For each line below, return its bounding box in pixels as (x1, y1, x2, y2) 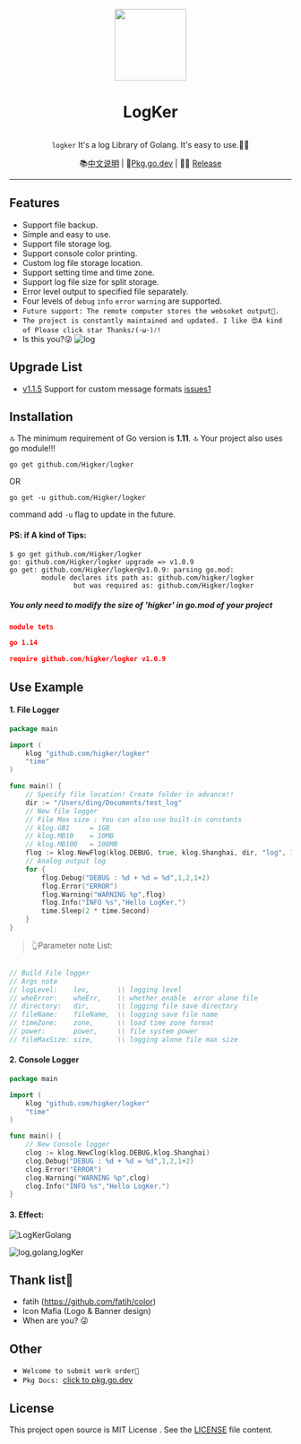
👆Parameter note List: (30, 940, 113, 950)
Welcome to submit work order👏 (21, 1367, 140, 1376)
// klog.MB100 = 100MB (25, 840, 118, 849)
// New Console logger (25, 1140, 110, 1149)
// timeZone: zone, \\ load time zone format (9, 1019, 215, 1027)
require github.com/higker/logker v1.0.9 (9, 655, 167, 664)
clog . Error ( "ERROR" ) (25, 1165, 102, 1173)
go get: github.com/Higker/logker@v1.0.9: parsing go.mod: (9, 565, 235, 574)
